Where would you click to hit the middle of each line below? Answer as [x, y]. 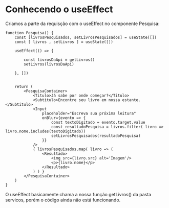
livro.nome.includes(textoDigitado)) [46, 131]
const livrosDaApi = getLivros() [59, 60]
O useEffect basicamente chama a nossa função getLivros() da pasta [78, 194]
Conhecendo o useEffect [59, 9]
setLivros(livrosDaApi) [49, 64]
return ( [24, 86]
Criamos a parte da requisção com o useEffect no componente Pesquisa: [82, 24]
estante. [131, 100]
